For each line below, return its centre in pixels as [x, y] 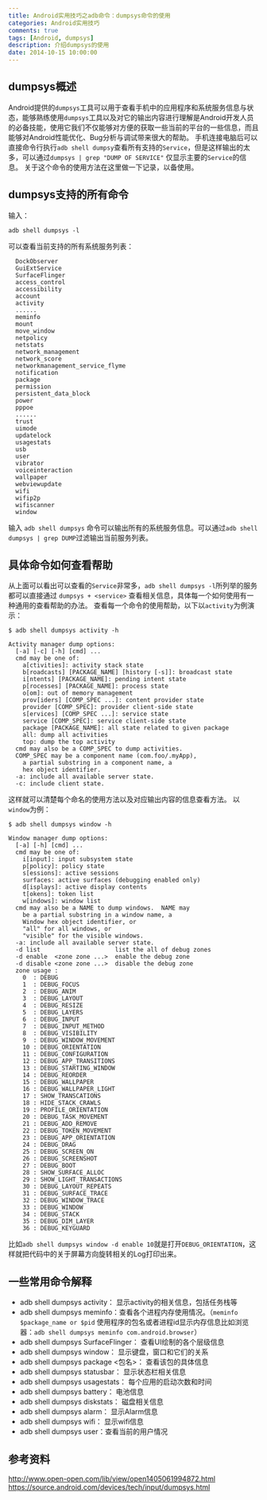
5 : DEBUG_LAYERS [53, 1013]
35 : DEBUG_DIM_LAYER [58, 1221]
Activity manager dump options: [62, 645]
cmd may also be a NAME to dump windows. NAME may [103, 908]
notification [37, 372]
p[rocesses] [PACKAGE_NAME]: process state [96, 686]
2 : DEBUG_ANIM [50, 992]
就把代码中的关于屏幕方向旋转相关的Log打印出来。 [98, 1254]
